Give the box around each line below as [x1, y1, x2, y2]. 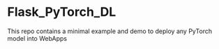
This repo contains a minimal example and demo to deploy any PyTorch [7, 27, 213, 35]
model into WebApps [7, 34, 68, 42]
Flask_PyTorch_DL [7, 4, 116, 20]
